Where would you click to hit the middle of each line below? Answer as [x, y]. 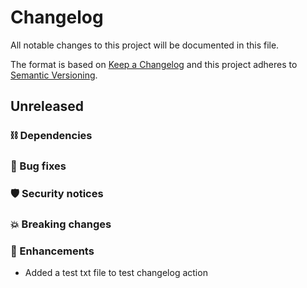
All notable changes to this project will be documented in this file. [145, 45]
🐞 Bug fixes [38, 166]
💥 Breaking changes [61, 224]
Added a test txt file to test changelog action [116, 273]
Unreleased [47, 106]
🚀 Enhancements [52, 251]
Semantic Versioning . [54, 75]
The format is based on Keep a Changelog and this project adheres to [154, 64]
